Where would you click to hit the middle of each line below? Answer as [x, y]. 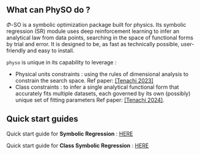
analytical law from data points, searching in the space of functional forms [100, 37]
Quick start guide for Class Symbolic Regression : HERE [78, 145]
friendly [16, 50]
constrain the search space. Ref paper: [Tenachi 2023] [84, 80]
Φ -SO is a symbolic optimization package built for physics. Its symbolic [96, 24]
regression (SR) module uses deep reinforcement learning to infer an [93, 31]
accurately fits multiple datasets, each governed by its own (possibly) [103, 93]
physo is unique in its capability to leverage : [61, 62]
